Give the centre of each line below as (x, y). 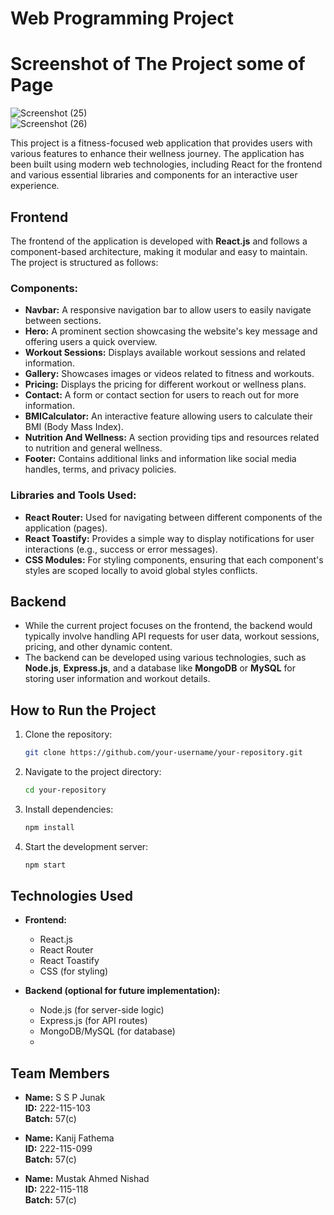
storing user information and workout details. (117, 679)
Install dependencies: (69, 809)
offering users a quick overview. (91, 342)
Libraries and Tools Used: (73, 495)
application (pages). (66, 528)
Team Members (60, 1073)
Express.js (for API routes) (93, 1021)
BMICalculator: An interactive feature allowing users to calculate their (168, 416)
